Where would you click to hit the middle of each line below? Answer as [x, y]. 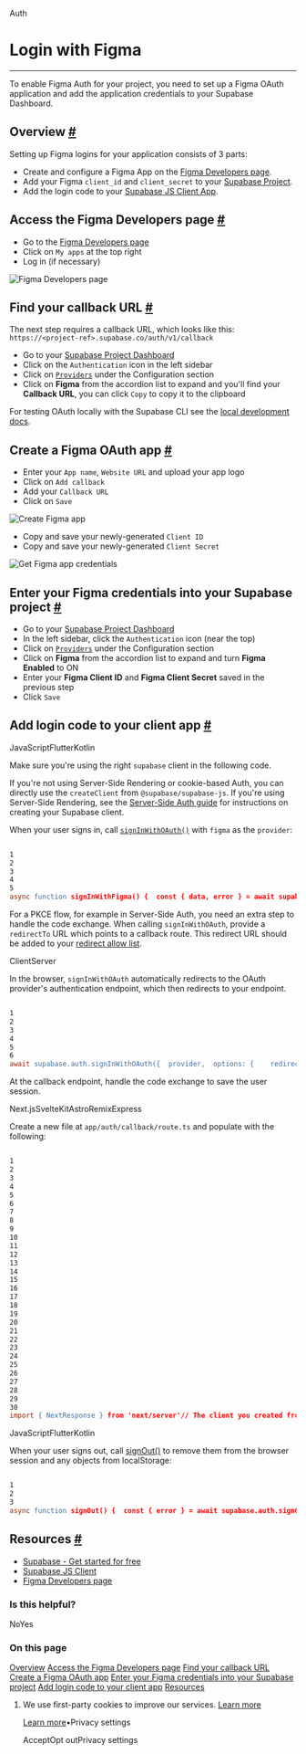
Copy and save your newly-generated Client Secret [121, 546]
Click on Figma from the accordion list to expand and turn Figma [144, 658]
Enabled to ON [51, 667]
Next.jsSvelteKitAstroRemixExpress [76, 1109]
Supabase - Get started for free [82, 1561]
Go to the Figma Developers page [86, 242]
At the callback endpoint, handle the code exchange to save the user [138, 1082]
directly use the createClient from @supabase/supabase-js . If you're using [147, 793]
